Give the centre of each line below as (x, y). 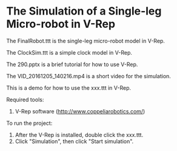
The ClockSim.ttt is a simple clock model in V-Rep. (69, 52)
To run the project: (29, 123)
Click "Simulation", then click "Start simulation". (74, 141)
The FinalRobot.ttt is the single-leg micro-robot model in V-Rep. (86, 41)
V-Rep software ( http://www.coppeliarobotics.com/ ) (80, 111)
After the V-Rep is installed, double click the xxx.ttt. (79, 135)
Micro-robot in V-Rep (61, 24)
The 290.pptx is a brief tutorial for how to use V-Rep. (72, 64)
